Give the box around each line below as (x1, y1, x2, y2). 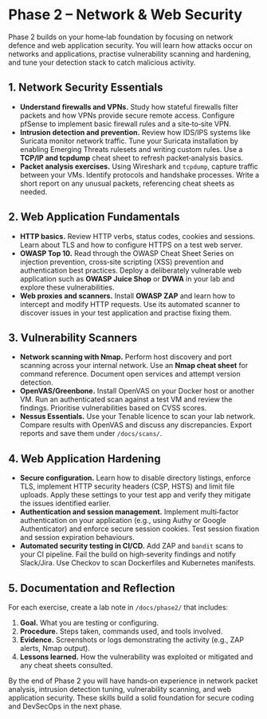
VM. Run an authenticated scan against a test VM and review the (19, 394, 233, 405)
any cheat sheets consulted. (19, 661, 113, 669)
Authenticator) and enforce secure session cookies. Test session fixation (19, 524, 260, 533)
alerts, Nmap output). (19, 644, 90, 653)
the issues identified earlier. (19, 498, 112, 509)
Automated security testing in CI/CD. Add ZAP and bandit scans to (19, 541, 244, 551)
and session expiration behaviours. (19, 533, 135, 542)
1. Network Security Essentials (8, 81, 163, 94)
